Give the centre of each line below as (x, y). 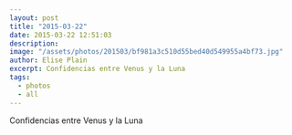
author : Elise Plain (49, 60)
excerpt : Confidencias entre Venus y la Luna (97, 69)
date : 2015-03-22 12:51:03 (61, 35)
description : (34, 43)
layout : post (34, 18)
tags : (20, 78)
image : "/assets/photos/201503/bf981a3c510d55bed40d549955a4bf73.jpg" (146, 52)
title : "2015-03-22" (49, 26)
